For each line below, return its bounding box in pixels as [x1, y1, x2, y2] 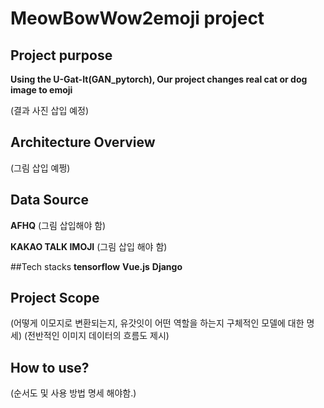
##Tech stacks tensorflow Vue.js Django [10, 260, 183, 272]
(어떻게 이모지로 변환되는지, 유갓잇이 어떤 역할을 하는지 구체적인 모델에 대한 [10, 317, 305, 329]
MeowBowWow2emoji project [10, 7, 265, 30]
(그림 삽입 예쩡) [10, 162, 71, 174]
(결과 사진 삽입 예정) [10, 105, 90, 116]
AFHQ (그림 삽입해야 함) [10, 219, 107, 231]
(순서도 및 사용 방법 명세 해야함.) [10, 387, 137, 399]
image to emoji [10, 84, 73, 96]
